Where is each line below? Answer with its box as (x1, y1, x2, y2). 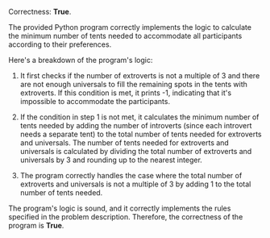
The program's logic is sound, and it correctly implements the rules (8, 203, 231, 213)
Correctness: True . (8, 7, 72, 16)
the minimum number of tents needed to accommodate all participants (8, 31, 243, 40)
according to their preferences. (8, 40, 112, 49)
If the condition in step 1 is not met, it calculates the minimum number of (19, 112, 260, 122)
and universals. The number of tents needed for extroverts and (19, 138, 230, 148)
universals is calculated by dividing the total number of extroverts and (19, 147, 252, 156)
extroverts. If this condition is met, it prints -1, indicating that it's (19, 88, 232, 98)
